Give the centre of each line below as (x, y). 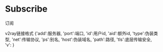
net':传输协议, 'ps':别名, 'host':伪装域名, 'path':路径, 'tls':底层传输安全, (82, 39)
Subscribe (26, 9)
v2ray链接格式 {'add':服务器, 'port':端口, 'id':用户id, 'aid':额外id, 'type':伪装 (80, 33)
